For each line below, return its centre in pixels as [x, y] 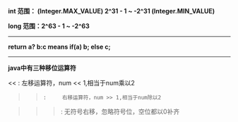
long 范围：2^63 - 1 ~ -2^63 [49, 26]
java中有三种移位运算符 [42, 68]
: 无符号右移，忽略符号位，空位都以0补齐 [120, 111]
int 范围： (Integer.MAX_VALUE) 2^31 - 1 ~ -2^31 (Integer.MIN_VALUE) [112, 11]
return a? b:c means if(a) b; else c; [59, 47]
